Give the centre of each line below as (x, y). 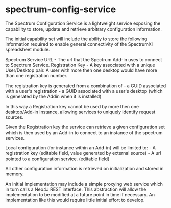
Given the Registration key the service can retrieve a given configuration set (85, 127)
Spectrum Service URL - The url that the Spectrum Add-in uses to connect (84, 59)
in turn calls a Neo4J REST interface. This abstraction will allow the (76, 189)
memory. (15, 174)
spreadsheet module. (28, 49)
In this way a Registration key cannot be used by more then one (72, 106)
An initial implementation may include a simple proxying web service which (84, 184)
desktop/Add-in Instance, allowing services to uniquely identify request (80, 112)
